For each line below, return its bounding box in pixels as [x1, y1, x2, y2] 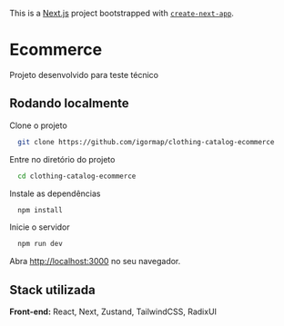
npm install [17, 205, 64, 214]
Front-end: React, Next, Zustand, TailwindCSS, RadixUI [9, 306, 217, 317]
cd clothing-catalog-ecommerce [17, 172, 137, 181]
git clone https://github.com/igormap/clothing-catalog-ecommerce [17, 137, 275, 146]
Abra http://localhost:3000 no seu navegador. [9, 256, 181, 267]
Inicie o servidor [9, 222, 70, 232]
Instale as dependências [9, 188, 101, 199]
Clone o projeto [9, 120, 68, 131]
